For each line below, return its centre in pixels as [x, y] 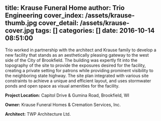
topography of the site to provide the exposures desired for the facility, [75, 65]
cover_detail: [59, 23]
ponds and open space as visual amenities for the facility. [62, 86]
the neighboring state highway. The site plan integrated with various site [77, 76]
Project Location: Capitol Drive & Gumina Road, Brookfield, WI [67, 95]
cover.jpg [20, 31]
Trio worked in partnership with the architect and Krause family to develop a [81, 50]
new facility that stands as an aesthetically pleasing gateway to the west [77, 55]
